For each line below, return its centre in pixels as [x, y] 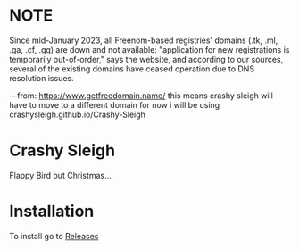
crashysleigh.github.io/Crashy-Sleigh [77, 114]
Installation [52, 212]
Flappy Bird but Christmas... [60, 175]
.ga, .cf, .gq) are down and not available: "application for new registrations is [149, 49]
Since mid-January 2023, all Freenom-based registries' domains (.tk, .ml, [144, 40]
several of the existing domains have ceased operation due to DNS [132, 69]
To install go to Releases [54, 236]
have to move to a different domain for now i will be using [115, 104]
